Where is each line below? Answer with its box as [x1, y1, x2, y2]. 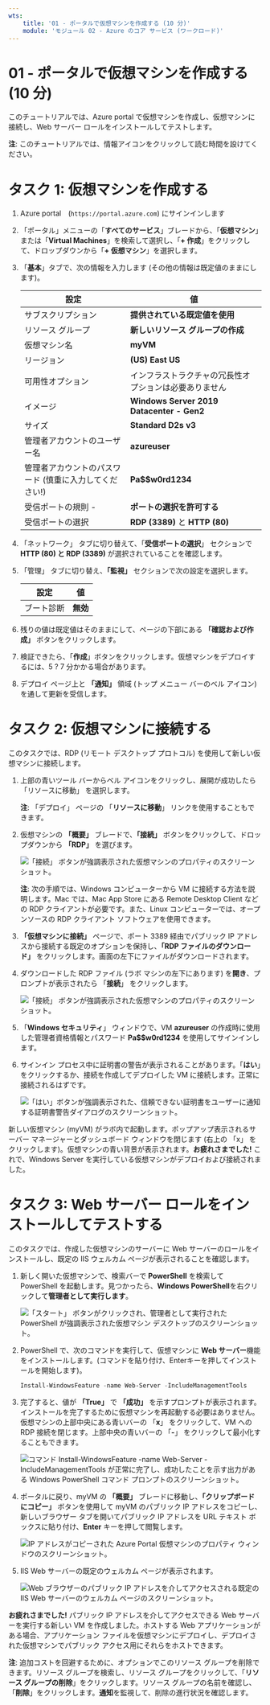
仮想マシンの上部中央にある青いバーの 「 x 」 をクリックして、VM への [19, 1417, 252, 1427]
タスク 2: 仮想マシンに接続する [8, 721, 212, 738]
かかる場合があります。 [72, 662, 150, 672]
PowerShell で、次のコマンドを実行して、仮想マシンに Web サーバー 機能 [19, 1346, 261, 1355]
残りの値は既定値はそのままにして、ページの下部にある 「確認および [19, 625, 247, 635]
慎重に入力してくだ [45, 475, 118, 486]
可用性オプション [23, 376, 89, 387]
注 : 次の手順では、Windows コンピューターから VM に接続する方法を [19, 884, 248, 894]
